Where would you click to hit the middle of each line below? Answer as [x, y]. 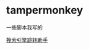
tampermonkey [44, 10]
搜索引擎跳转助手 [27, 40]
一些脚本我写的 [24, 27]
